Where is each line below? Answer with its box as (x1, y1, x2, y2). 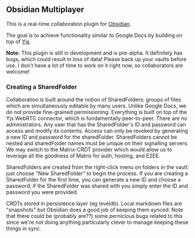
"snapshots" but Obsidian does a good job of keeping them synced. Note (6, 206, 183, 213)
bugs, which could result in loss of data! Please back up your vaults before (6, 55, 187, 62)
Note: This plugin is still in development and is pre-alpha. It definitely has (6, 49, 183, 56)
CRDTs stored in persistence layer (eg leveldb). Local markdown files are (6, 200, 182, 207)
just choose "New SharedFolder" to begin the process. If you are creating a (6, 170, 188, 177)
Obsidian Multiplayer (6, 5, 85, 15)
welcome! (6, 68, 30, 75)
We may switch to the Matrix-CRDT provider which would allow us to (6, 146, 172, 153)
